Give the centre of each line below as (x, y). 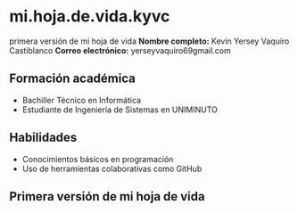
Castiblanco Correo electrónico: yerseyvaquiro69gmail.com (120, 50)
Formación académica (72, 79)
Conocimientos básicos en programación (98, 159)
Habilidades (43, 138)
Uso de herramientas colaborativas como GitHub (112, 168)
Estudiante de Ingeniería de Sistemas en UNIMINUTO (120, 110)
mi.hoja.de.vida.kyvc (90, 16)
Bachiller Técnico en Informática (81, 100)
